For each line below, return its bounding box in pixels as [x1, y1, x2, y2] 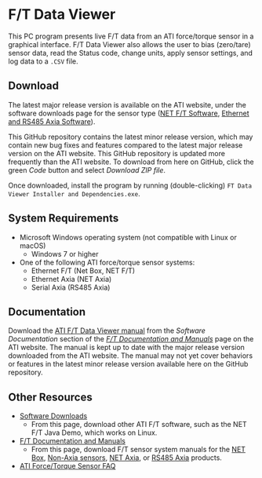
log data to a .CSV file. [8, 57, 78, 66]
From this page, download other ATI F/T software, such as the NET [31, 420, 247, 429]
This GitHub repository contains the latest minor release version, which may [8, 132, 253, 141]
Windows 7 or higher [31, 249, 99, 258]
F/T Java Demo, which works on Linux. [31, 428, 158, 437]
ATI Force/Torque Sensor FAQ [19, 462, 116, 471]
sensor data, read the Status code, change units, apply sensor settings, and [8, 48, 253, 57]
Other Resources [8, 390, 93, 403]
